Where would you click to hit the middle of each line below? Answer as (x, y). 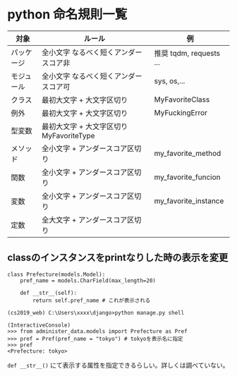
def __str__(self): (49, 293)
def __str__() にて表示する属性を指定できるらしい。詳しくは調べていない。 (118, 365)
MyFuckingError (181, 112)
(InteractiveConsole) (39, 325)
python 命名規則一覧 (67, 14)
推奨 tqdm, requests (187, 53)
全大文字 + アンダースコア (84, 219)
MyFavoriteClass (182, 99)
